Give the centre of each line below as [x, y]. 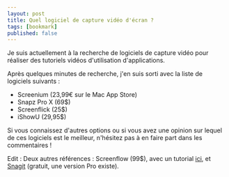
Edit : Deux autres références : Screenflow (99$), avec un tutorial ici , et [109, 159]
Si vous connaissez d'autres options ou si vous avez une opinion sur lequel [115, 130]
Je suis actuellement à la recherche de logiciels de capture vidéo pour [108, 53]
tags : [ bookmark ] [32, 26]
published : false [32, 33]
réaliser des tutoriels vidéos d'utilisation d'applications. [86, 61]
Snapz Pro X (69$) [44, 102]
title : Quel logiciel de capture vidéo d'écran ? [81, 20]
